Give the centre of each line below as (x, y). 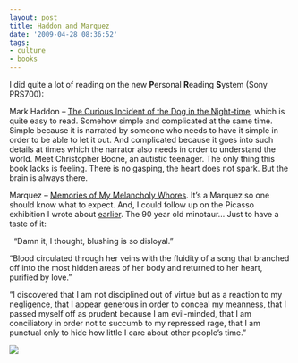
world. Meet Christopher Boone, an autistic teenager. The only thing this (142, 159)
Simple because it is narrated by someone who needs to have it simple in (144, 130)
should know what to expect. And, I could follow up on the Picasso (132, 205)
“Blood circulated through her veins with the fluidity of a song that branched (149, 258)
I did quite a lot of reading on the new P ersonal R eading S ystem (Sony (139, 84)
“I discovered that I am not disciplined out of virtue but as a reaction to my (146, 295)
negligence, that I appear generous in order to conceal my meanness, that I (148, 304)
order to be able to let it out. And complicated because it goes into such (141, 140)
